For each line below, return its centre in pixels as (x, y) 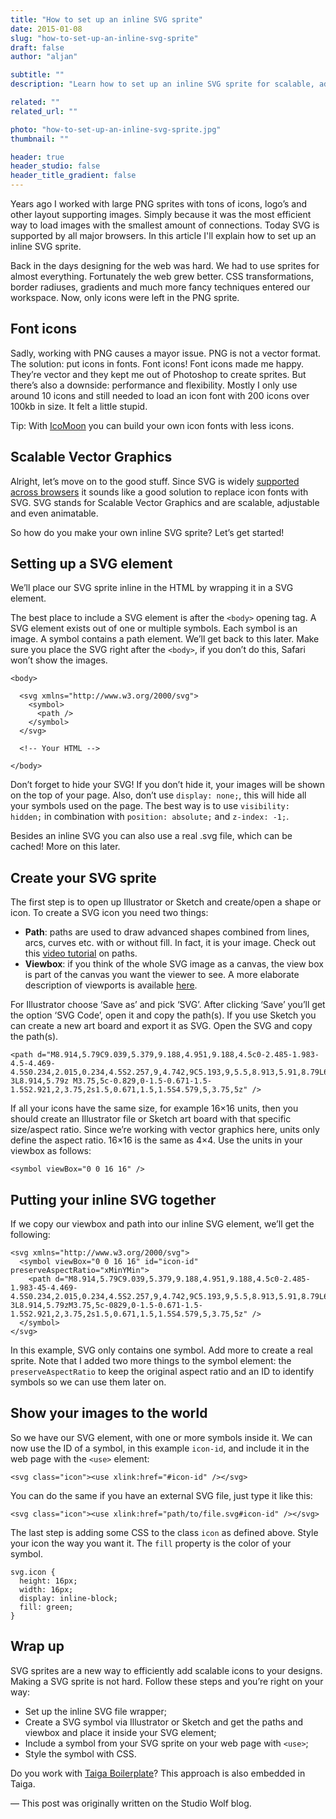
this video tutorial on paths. (81, 953)
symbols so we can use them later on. (88, 1382)
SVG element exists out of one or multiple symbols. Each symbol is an (154, 628)
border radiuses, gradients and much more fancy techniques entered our (160, 287)
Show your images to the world (109, 1413)
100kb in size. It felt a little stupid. (79, 406)
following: (30, 1235)
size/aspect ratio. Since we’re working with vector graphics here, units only (165, 1130)
